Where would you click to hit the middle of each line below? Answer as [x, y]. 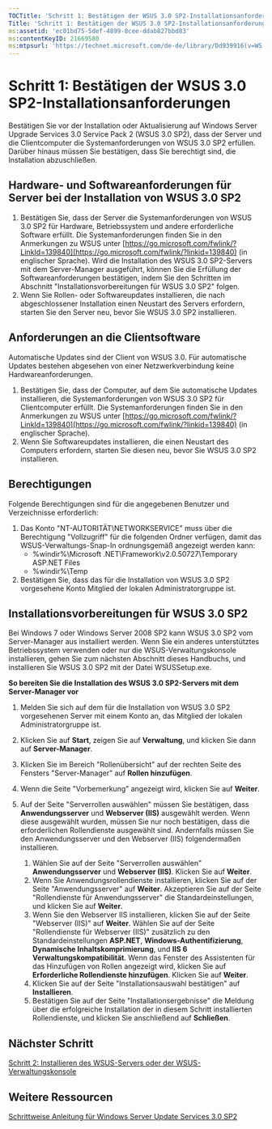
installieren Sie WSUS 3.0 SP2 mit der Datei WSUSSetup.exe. [110, 668]
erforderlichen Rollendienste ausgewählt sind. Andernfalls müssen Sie [137, 830]
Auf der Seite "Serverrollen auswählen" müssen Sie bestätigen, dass [134, 804]
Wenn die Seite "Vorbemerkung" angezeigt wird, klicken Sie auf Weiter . [140, 789]
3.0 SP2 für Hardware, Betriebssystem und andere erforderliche [127, 226]
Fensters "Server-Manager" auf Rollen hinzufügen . [106, 773]
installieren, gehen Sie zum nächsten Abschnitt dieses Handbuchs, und [127, 659]
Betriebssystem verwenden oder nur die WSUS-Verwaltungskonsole [122, 650]
